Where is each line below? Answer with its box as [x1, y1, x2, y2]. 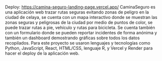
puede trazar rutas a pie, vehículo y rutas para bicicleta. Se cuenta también [5, 25, 155, 30]
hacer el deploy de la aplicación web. [5, 50, 80, 56]
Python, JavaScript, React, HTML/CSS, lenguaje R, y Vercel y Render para [5, 46, 153, 51]
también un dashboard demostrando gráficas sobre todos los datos [5, 35, 140, 41]
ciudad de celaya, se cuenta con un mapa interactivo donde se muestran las [5, 15, 158, 20]
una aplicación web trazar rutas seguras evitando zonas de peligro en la [5, 9, 149, 15]
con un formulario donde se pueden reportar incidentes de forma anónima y [5, 30, 157, 35]
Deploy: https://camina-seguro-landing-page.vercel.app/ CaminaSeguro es [5, 4, 156, 10]
